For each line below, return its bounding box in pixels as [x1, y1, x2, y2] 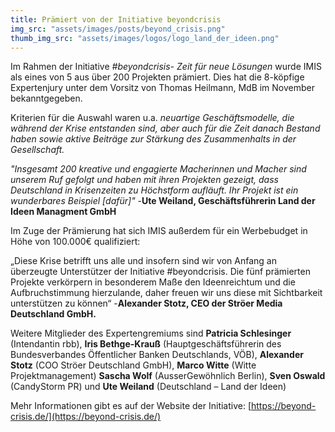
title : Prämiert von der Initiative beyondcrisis [10, 14, 222, 25]
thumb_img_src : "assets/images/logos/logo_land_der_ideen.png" [10, 33, 280, 43]
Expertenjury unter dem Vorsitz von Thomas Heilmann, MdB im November [10, 82, 316, 94]
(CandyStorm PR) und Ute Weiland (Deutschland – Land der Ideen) [10, 381, 287, 393]
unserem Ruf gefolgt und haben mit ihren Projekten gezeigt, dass [10, 174, 279, 186]
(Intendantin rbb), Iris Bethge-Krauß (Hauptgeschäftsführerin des [10, 338, 282, 350]
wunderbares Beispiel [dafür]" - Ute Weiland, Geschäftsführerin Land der [10, 195, 316, 207]
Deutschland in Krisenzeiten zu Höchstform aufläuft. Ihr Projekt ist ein [10, 184, 299, 196]
